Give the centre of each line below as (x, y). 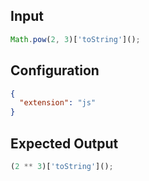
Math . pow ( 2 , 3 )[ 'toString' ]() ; (75, 39)
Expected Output (64, 143)
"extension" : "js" (58, 103)
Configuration (55, 70)
